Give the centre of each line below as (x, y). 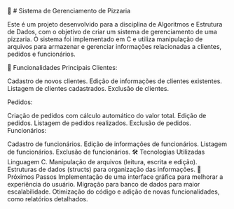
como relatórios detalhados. (48, 199)
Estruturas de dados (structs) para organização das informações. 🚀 (104, 169)
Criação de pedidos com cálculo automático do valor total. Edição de (107, 116)
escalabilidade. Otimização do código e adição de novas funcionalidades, (113, 192)
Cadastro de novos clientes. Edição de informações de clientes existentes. (115, 81)
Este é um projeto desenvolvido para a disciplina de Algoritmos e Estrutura (115, 24)
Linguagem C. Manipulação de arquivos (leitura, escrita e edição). (102, 162)
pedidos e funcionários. (41, 54)
